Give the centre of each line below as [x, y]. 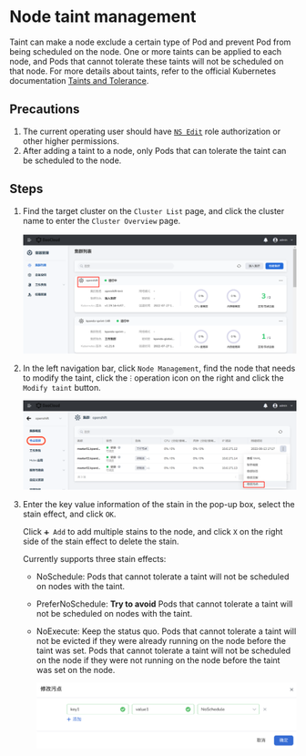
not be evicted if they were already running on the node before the [161, 641]
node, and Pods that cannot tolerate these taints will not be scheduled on [147, 61]
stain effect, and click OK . [69, 514]
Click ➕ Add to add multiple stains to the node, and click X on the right [153, 532]
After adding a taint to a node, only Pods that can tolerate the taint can [154, 150]
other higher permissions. [71, 141]
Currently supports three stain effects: [94, 559]
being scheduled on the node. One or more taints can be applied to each [146, 51]
